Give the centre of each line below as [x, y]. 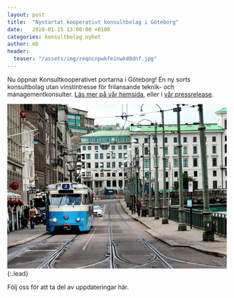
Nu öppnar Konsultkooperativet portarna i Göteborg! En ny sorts [99, 79]
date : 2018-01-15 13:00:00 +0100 [59, 29]
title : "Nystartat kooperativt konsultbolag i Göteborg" [93, 22]
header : [18, 52]
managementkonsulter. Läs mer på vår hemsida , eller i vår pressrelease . [111, 94]
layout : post [26, 15]
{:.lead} [18, 273]
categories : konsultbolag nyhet [54, 37]
